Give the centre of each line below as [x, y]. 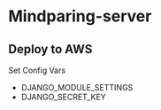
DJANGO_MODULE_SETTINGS [77, 87]
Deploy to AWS [50, 49]
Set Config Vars [37, 70]
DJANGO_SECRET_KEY [64, 97]
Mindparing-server [80, 16]
